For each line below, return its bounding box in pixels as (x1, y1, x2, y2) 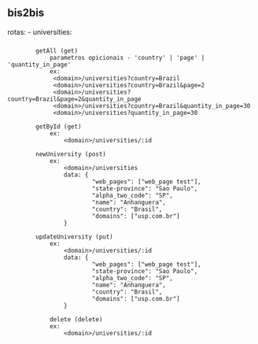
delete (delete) (49, 315, 103, 324)
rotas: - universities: (7, 27, 72, 36)
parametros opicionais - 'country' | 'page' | (49, 54, 205, 61)
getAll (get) (35, 46, 79, 54)
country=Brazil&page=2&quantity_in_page (7, 94, 142, 103)
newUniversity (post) (35, 150, 107, 158)
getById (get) (35, 122, 82, 131)
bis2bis (7, 6, 45, 20)
